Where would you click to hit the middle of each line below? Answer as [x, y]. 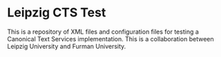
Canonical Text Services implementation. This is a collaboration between [110, 38]
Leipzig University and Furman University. [67, 46]
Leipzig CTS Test [57, 13]
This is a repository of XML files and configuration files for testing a [103, 32]
